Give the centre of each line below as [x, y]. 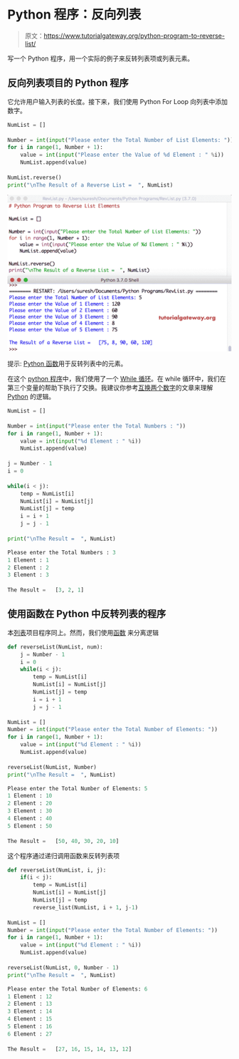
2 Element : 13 [30, 1004]
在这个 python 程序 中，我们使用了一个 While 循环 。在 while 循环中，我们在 [117, 379]
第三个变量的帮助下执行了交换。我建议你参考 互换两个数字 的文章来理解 [110, 388]
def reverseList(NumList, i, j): [57, 870]
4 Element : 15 [30, 1019]
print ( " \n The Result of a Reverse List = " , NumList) [90, 185]
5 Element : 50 [30, 826]
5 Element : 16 [30, 1027]
